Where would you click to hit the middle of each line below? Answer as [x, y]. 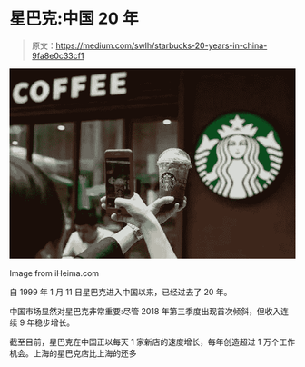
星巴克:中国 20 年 [74, 19]
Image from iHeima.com [54, 273]
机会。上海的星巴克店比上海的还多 [73, 353]
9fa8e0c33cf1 [58, 55]
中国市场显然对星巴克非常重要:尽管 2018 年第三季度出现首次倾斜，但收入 [145, 312]
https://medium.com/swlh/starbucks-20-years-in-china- [162, 45]
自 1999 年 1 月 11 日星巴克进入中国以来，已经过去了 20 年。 [121, 293]
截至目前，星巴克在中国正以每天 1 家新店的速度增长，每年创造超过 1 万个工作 [152, 342]
